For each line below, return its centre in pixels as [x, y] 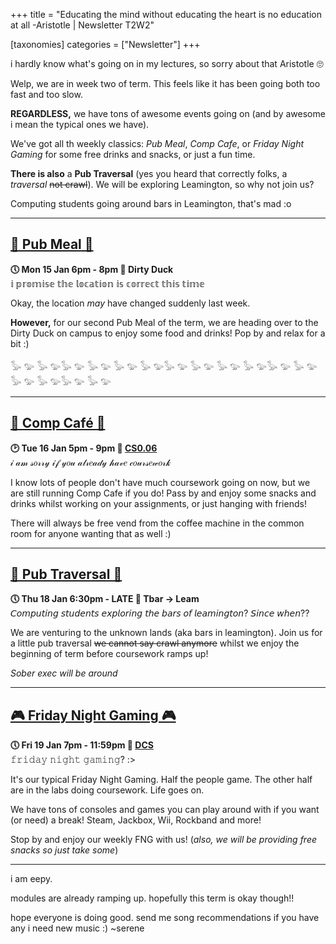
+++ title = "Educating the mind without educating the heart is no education [166, 14]
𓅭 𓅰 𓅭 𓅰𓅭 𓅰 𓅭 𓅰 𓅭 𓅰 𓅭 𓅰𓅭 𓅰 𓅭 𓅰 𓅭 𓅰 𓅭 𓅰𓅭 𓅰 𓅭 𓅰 [164, 366]
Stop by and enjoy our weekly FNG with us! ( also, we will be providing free [164, 840]
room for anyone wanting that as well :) [91, 533]
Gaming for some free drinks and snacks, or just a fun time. [133, 154]
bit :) [20, 343]
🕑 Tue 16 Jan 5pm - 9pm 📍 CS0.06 [84, 448]
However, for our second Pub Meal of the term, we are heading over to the [164, 322]
